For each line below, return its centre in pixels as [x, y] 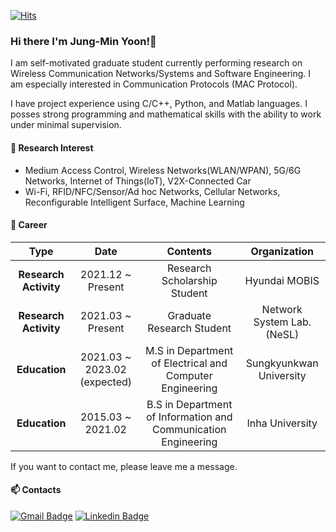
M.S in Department [189, 350]
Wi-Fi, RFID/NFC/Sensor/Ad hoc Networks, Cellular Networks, [152, 191]
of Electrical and [189, 363]
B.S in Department [189, 404]
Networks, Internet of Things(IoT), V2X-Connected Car [138, 181]
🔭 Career [29, 225]
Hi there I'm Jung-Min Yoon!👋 [83, 41]
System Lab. [282, 322]
